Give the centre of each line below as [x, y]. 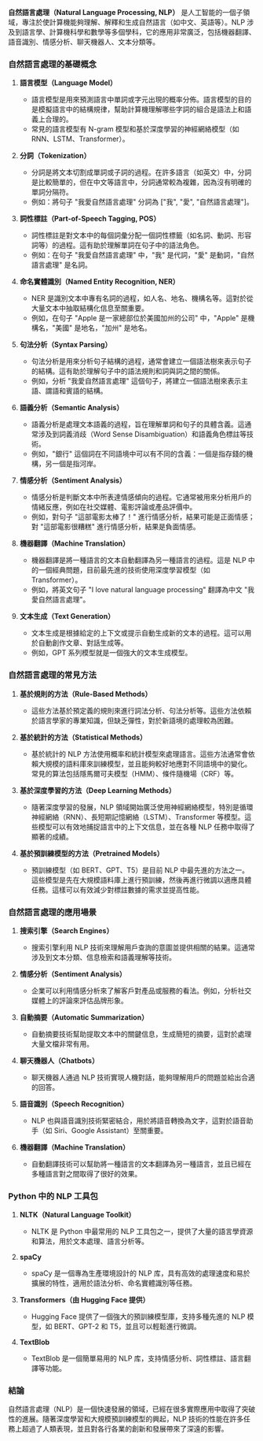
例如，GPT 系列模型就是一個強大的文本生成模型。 [111, 653]
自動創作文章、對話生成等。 [83, 643]
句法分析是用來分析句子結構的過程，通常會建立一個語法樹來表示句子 [141, 361]
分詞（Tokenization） [55, 156]
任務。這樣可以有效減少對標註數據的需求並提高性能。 [117, 890]
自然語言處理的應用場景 [52, 912]
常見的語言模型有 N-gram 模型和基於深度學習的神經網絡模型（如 [135, 129]
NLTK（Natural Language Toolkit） [77, 1215]
